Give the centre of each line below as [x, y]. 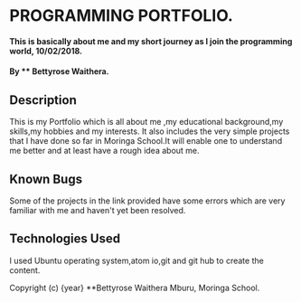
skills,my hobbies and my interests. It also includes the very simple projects [150, 131]
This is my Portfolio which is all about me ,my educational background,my [146, 122]
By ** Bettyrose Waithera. [60, 71]
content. [25, 270]
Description [43, 100]
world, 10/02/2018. [46, 51]
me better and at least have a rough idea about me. [105, 151]
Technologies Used [65, 239]
